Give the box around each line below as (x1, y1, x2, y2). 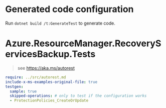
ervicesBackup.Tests (5, 49, 96, 60)
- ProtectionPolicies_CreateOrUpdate (10, 98, 89, 103)
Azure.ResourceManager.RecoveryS (5, 38, 161, 49)
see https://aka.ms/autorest (17, 65, 75, 71)
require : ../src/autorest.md (5, 74, 66, 80)
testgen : (5, 84, 24, 89)
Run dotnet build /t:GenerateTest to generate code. (5, 20, 115, 26)
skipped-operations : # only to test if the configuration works (10, 93, 147, 98)
